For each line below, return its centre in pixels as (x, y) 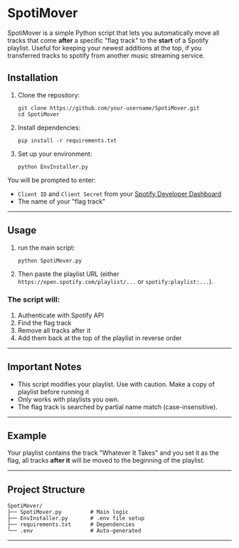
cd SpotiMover (38, 114)
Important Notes (44, 367)
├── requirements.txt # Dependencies (71, 525)
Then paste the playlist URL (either (68, 274)
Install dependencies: (49, 127)
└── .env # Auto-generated (74, 531)
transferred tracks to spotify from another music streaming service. (106, 56)
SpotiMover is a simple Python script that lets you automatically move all (113, 33)
